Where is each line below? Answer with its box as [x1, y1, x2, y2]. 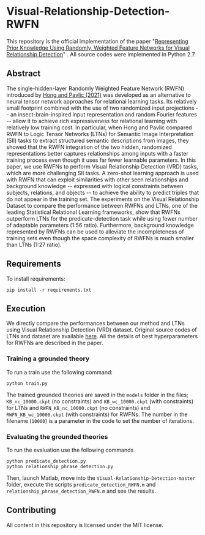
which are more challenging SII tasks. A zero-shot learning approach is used [6, 169, 199, 176]
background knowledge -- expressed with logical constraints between [6, 182, 184, 189]
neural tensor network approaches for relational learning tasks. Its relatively [6, 97, 197, 105]
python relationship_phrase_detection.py [6, 463, 114, 469]
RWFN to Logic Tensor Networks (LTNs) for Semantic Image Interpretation [6, 130, 194, 137]
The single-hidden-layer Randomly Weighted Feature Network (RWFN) [6, 85, 185, 92]
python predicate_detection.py [6, 458, 86, 464]
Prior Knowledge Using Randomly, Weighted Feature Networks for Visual [6, 44, 190, 51]
